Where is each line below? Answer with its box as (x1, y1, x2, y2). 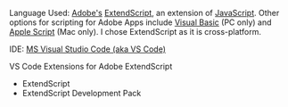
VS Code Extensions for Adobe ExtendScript (9, 62, 173, 71)
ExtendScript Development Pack (21, 88, 142, 98)
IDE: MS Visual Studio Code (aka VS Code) (9, 44, 167, 54)
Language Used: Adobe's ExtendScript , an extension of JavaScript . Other (9, 8, 280, 18)
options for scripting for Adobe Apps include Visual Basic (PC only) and (9, 17, 272, 28)
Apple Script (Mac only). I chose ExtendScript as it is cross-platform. (9, 27, 261, 37)
